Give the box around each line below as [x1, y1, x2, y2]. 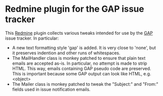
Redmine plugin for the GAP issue [5, 3, 144, 15]
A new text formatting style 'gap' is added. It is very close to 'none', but [12, 45, 156, 50]
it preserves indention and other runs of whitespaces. [12, 50, 121, 56]
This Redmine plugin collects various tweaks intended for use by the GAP [5, 30, 153, 36]
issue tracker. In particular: [5, 35, 59, 41]
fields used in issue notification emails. [12, 86, 91, 92]
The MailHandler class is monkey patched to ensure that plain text [12, 55, 146, 61]
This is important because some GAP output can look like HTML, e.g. [12, 71, 151, 76]
